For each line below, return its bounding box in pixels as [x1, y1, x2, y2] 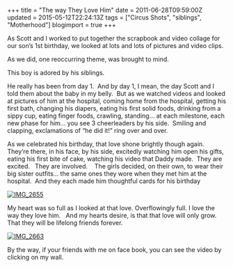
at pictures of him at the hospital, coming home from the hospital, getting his [7, 97, 227, 105]
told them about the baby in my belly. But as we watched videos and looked [7, 90, 226, 97]
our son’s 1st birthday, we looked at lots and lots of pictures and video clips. [7, 42, 224, 49]
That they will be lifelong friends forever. [7, 219, 123, 227]
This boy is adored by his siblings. [7, 69, 105, 77]
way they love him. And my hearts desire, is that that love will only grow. [7, 212, 217, 219]
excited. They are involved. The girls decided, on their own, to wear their [7, 162, 224, 170]
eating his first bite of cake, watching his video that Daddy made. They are [7, 155, 223, 163]
